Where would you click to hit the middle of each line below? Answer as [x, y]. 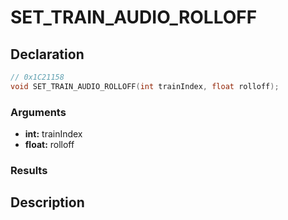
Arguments [38, 112]
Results [29, 170]
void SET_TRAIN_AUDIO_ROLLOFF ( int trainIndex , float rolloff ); [145, 86]
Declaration [47, 54]
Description [47, 202]
